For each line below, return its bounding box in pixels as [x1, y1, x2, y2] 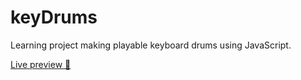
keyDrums [10, 6, 98, 29]
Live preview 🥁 [10, 58, 72, 70]
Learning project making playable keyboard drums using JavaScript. [10, 39, 292, 51]
